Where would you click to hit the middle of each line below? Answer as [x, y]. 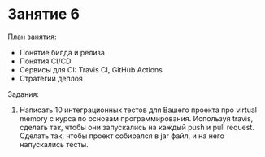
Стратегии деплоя [51, 78]
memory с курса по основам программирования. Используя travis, [136, 118]
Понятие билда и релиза [62, 52]
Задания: [24, 94]
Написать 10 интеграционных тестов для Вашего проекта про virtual [138, 110]
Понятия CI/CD [45, 61]
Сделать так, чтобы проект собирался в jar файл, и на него [122, 136]
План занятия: [33, 37]
